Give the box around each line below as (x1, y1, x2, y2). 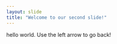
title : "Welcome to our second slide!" (6, 14, 107, 20)
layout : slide (6, 8, 42, 15)
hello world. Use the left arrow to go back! (6, 31, 112, 38)
